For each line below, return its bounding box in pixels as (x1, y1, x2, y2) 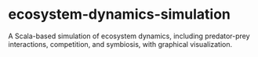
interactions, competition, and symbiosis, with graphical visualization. (8, 39, 233, 48)
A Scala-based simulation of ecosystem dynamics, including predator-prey (8, 31, 250, 41)
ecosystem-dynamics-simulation (8, 5, 231, 23)
